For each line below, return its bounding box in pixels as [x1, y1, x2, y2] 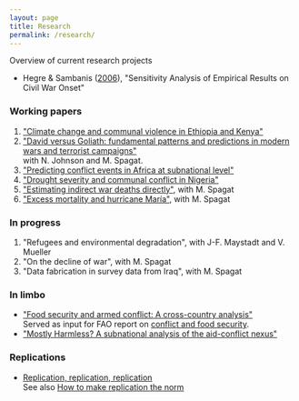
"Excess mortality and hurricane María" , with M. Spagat [22, 193, 231, 205]
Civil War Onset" [22, 83, 85, 94]
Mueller [22, 246, 52, 257]
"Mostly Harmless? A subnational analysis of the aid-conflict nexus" [22, 328, 278, 339]
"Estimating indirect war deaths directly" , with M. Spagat [22, 184, 234, 195]
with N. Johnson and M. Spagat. [22, 155, 144, 165]
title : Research [9, 22, 71, 31]
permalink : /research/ [9, 30, 95, 39]
